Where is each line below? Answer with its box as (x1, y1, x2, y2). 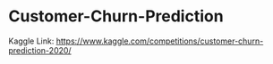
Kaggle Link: (8, 36, 55, 46)
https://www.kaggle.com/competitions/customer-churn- (55, 36, 264, 46)
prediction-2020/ (8, 44, 73, 55)
